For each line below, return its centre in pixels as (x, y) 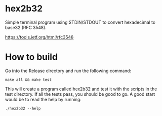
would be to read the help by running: (43, 99)
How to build (31, 57)
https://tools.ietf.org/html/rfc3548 (40, 37)
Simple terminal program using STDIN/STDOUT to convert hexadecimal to (80, 22)
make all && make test (28, 79)
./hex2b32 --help (23, 108)
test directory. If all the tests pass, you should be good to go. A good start (80, 94)
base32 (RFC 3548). (26, 27)
